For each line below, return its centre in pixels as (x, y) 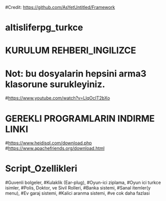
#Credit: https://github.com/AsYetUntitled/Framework (60, 7)
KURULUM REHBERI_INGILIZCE (71, 51)
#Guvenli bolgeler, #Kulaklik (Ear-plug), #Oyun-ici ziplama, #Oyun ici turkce (83, 182)
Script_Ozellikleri (41, 169)
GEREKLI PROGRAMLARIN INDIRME (80, 118)
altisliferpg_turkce (44, 28)
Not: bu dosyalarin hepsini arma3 (76, 74)
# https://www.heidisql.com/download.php (48, 143)
